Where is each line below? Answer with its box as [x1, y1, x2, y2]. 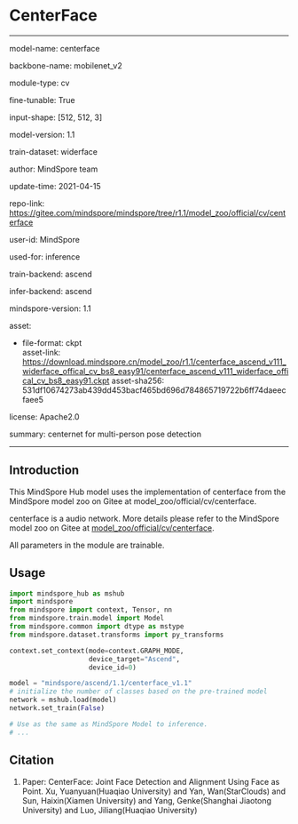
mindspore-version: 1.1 [9, 303, 91, 314]
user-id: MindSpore [9, 234, 80, 244]
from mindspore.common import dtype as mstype [9, 622, 184, 631]
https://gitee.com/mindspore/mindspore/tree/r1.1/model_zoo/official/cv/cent [9, 207, 286, 218]
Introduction [9, 463, 80, 478]
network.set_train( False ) [9, 704, 105, 713]
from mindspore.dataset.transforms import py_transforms [9, 630, 224, 639]
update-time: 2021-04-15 [9, 180, 102, 191]
